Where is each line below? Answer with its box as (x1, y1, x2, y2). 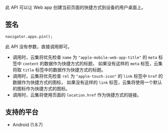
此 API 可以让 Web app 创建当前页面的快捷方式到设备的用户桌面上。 (5, 5, 146, 10)
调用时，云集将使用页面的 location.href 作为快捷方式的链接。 (12, 92, 142, 98)
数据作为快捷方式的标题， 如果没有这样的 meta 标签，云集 (44, 60, 163, 66)
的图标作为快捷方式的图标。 (12, 85, 70, 91)
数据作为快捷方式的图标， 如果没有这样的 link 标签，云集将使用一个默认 (12, 79, 162, 85)
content (22, 61, 39, 66)
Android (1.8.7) (12, 121, 43, 127)
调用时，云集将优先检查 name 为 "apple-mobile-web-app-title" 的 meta (12, 54, 157, 60)
